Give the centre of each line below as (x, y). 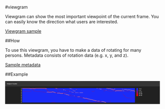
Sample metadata (23, 65)
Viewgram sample (23, 31)
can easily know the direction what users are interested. (62, 22)
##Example (17, 74)
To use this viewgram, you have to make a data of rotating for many (73, 50)
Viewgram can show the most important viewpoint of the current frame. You (82, 16)
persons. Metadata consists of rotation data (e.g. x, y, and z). (67, 55)
